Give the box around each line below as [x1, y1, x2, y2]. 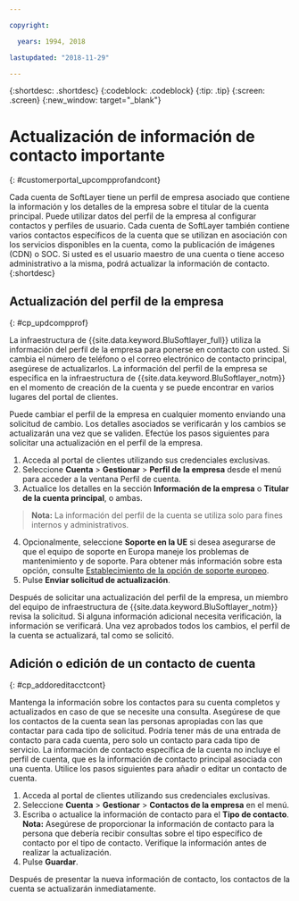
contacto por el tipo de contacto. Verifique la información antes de [21, 837, 267, 848]
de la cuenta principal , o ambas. [21, 493, 143, 504]
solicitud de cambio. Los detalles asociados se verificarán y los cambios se [9, 419, 287, 430]
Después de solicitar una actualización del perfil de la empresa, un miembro [9, 592, 288, 603]
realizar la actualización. [21, 847, 112, 857]
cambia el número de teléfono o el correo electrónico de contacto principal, [9, 354, 287, 364]
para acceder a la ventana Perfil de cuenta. [21, 474, 181, 485]
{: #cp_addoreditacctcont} [9, 680, 106, 690]
